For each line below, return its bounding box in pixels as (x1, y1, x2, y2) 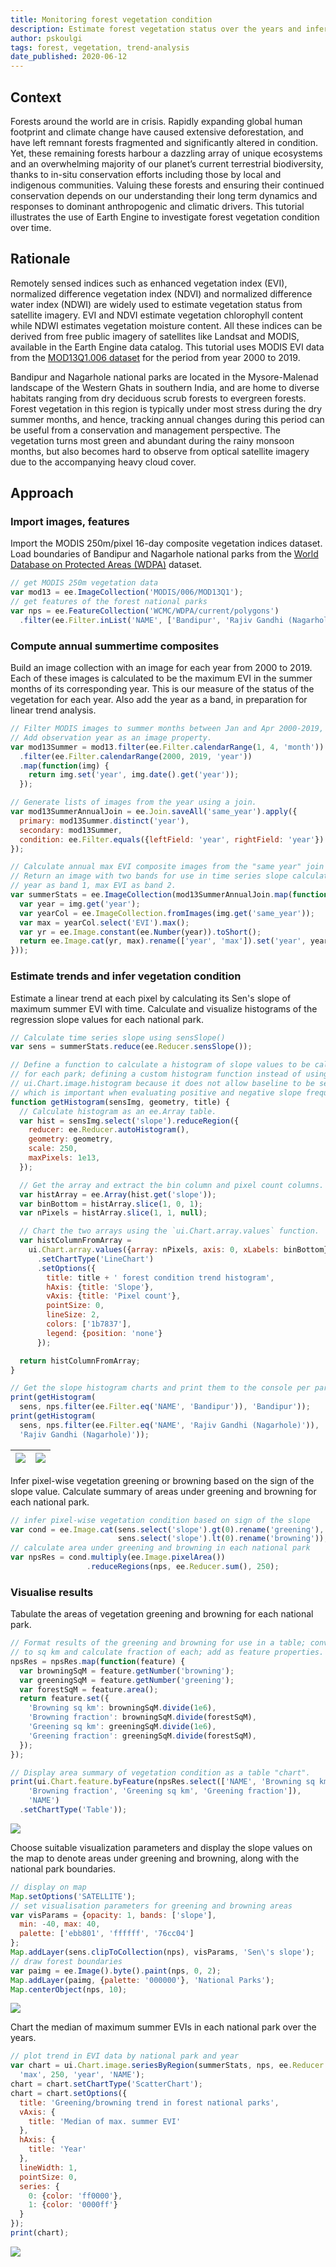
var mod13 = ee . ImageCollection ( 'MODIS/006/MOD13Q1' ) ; (10, 587, 244, 598)
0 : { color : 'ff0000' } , (28, 2191, 123, 2201)
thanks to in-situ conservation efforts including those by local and (10, 168, 282, 180)
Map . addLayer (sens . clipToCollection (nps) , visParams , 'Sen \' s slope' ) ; (10, 1947, 315, 1958)
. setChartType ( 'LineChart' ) (36, 1254, 155, 1264)
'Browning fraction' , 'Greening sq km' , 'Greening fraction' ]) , (28, 1786, 302, 1796)
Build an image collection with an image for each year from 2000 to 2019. (10, 662, 313, 674)
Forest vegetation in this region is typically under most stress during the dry (10, 402, 323, 415)
